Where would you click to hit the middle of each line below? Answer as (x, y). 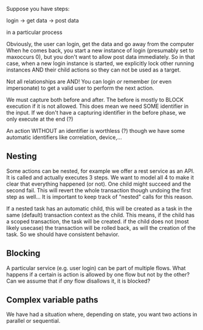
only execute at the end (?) (40, 119)
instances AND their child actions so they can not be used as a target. (94, 70)
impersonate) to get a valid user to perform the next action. (80, 88)
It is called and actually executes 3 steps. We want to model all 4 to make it (100, 177)
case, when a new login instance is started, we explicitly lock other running (100, 63)
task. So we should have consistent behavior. (63, 234)
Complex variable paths (52, 300)
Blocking (23, 253)
